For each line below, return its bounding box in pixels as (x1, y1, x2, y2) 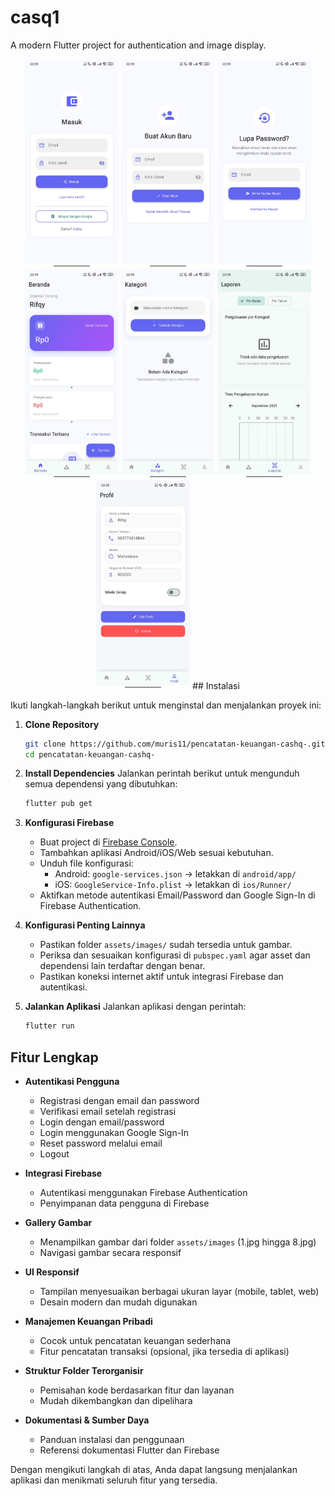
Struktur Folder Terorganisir (24, 1364, 144, 1376)
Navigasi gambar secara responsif (39, 1246, 182, 1258)
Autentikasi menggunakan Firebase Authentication (39, 1186, 248, 1198)
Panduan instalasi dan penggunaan (39, 1433, 185, 1445)
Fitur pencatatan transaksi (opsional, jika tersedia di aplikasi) (39, 1345, 290, 1357)
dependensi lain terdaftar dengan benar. (39, 960, 206, 972)
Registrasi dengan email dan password (39, 1094, 200, 1106)
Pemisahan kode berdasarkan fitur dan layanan (39, 1384, 235, 1396)
